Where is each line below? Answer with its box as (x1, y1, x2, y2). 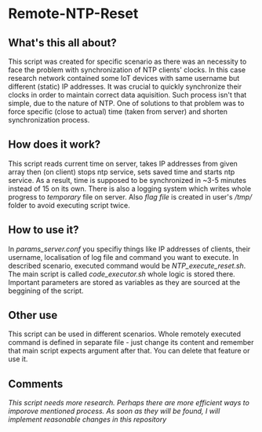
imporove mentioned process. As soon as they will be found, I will (8, 406, 220, 416)
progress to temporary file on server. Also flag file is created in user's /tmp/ (8, 192, 253, 201)
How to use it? (8, 223, 79, 236)
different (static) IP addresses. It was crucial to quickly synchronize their (8, 82, 242, 91)
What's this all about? (8, 36, 118, 49)
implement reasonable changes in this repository (8, 415, 167, 424)
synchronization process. (8, 115, 90, 124)
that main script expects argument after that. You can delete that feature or (8, 346, 250, 356)
